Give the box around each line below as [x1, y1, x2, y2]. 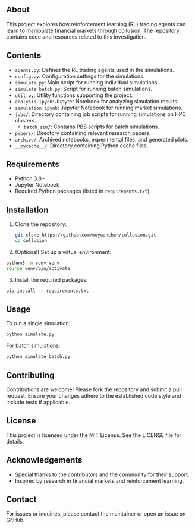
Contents [6, 51, 42, 61]
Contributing [6, 370, 55, 380]
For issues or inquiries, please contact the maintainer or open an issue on [6, 510, 186, 517]
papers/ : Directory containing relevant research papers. [14, 129, 151, 136]
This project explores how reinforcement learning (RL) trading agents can [6, 20, 186, 27]
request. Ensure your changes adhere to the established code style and [6, 392, 181, 399]
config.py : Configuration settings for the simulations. [14, 73, 145, 80]
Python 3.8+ [14, 175, 46, 182]
